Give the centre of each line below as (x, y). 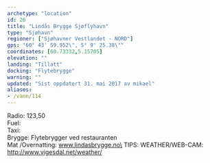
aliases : (20, 90)
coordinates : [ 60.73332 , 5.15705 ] (55, 52)
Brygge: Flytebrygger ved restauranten (62, 137)
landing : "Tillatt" (35, 64)
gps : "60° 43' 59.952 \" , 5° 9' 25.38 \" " (66, 45)
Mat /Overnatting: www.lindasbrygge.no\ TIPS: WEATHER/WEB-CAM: (105, 145)
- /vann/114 (24, 97)
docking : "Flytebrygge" (41, 71)
